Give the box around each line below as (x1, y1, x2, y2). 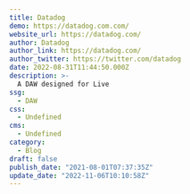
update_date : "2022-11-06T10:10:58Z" (9, 171, 150, 180)
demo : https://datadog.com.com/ (9, 21, 129, 30)
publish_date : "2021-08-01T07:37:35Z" (9, 163, 153, 172)
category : (9, 138, 46, 147)
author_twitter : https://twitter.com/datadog (9, 55, 181, 63)
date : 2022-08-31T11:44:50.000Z (9, 63, 129, 72)
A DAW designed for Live (17, 80, 110, 89)
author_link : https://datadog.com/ (9, 46, 142, 55)
